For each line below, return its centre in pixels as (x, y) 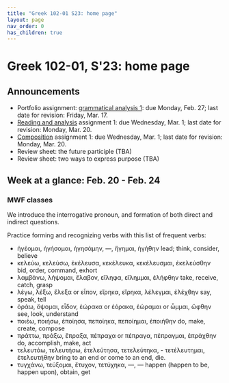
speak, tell (31, 299)
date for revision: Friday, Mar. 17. (62, 115)
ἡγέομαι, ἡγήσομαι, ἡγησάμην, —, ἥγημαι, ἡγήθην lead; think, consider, (118, 248)
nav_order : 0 (26, 26)
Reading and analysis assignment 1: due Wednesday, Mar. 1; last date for (119, 122)
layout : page (26, 20)
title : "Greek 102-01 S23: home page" (62, 13)
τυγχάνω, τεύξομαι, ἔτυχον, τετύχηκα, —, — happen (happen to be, (113, 365)
